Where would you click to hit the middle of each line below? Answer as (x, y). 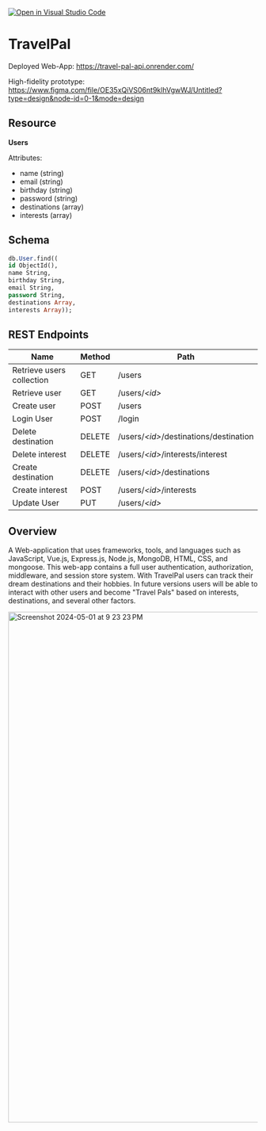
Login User (32, 418)
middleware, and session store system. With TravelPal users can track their (131, 575)
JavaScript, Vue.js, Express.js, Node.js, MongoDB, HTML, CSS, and (118, 559)
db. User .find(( (33, 258)
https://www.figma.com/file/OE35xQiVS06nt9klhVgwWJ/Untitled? (115, 90)
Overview (33, 531)
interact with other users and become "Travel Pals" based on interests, (123, 592)
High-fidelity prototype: (47, 81)
